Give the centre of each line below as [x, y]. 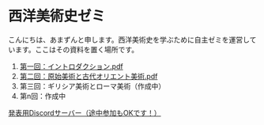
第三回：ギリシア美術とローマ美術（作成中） [92, 86]
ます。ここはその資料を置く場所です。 [77, 49]
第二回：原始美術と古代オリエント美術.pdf [89, 76]
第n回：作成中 [43, 96]
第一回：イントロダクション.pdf [72, 66]
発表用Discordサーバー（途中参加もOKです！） [85, 112]
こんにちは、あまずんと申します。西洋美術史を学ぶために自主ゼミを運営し [129, 40]
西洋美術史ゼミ [57, 16]
